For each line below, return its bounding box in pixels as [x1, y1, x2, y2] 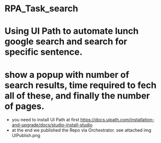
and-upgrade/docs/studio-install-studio [11, 122, 93, 128]
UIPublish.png [11, 133, 40, 139]
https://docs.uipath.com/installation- [80, 117, 155, 123]
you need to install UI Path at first [11, 117, 80, 123]
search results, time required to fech [4, 79, 157, 91]
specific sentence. [4, 46, 83, 58]
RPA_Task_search [4, 3, 78, 14]
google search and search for [4, 36, 128, 47]
